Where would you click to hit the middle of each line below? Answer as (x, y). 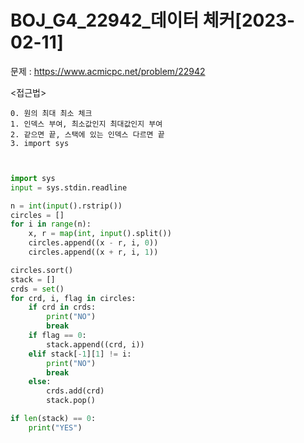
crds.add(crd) (75, 391)
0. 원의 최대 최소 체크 (51, 113)
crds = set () (37, 289)
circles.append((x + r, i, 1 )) (93, 252)
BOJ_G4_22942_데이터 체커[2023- (153, 20)
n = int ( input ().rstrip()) (66, 206)
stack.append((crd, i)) (95, 344)
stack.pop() (71, 401)
